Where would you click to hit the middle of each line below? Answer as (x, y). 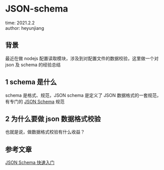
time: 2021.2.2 (20, 23)
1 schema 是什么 (31, 82)
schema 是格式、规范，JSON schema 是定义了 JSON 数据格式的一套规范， (83, 95)
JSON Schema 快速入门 (30, 162)
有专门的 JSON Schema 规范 (35, 101)
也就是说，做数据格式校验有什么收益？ (45, 132)
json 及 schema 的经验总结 (33, 65)
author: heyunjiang (25, 28)
